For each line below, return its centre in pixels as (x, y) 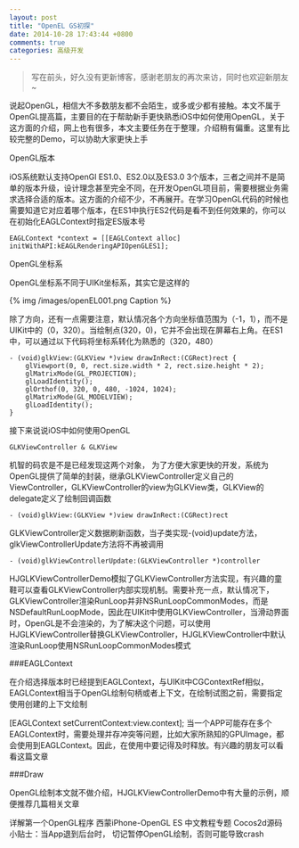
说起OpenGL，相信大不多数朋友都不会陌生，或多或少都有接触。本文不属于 (145, 106)
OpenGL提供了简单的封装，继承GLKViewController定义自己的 (121, 476)
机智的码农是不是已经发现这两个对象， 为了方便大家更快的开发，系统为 (139, 465)
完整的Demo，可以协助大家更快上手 (82, 139)
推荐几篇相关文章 (48, 804)
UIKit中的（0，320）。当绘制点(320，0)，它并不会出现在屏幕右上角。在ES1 (146, 330)
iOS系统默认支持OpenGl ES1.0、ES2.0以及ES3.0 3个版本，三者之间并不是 (143, 177)
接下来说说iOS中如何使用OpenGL (70, 431)
